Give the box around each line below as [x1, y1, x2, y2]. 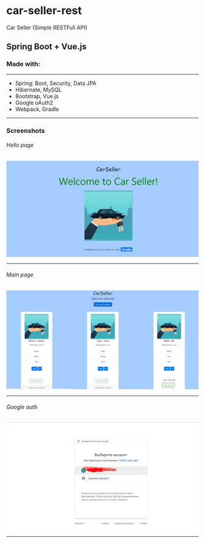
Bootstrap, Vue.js [15, 92, 59, 99]
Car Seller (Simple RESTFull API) [6, 24, 88, 31]
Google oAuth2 [15, 99, 54, 106]
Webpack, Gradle [15, 105, 59, 113]
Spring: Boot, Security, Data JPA [15, 79, 96, 87]
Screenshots [6, 126, 45, 135]
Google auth [6, 403, 38, 411]
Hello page [6, 142, 34, 149]
